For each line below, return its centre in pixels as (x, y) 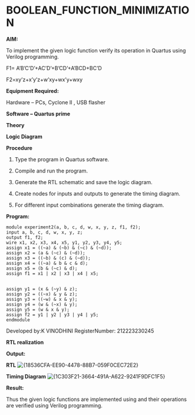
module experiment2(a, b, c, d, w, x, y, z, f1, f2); (74, 227)
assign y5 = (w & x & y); (38, 310)
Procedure (19, 148)
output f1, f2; (25, 237)
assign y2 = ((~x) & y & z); (42, 294)
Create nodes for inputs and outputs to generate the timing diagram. (97, 193)
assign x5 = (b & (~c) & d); (42, 268)
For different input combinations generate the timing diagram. (89, 205)
